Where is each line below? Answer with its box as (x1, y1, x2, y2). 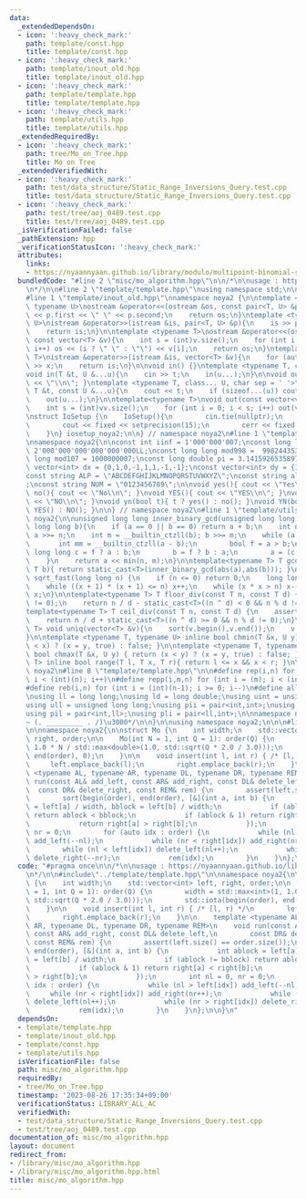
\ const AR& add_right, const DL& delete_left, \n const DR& (25, 930, 287, 939)
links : (25, 259, 51, 269)
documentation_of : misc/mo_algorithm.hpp (9, 1133, 169, 1142)
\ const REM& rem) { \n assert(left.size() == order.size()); (25, 938, 291, 947)
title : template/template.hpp (25, 98, 141, 108)
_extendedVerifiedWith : (17, 166, 107, 175)
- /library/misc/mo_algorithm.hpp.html (9, 1167, 161, 1176)
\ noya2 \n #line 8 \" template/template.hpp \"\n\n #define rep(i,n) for (25, 667, 296, 676)
